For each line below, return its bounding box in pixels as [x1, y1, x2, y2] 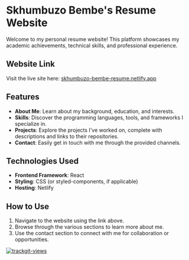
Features [6, 92, 40, 102]
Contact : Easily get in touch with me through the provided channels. [14, 139, 181, 146]
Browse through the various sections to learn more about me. [14, 223, 164, 230]
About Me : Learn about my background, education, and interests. [14, 108, 175, 115]
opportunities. [14, 236, 49, 243]
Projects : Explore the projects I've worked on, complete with [14, 126, 162, 134]
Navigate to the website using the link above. [14, 217, 125, 225]
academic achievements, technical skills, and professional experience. [6, 42, 178, 49]
